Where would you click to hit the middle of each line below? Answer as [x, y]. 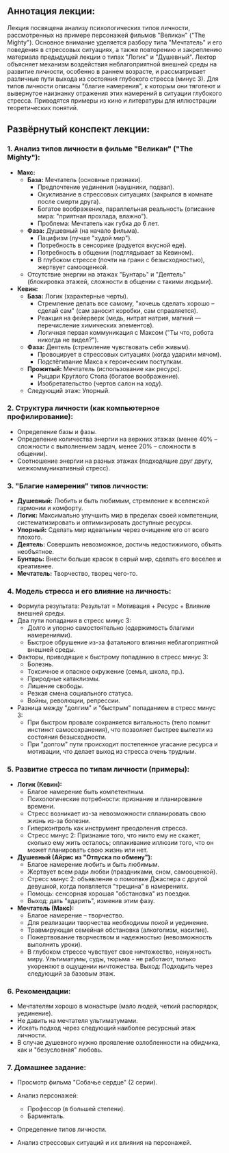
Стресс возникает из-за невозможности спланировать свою [117, 813]
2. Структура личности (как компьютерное [83, 408]
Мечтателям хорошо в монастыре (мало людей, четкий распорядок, [118, 1006]
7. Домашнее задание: [47, 1067]
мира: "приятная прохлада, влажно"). [93, 216]
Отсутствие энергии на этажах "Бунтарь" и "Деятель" [106, 274]
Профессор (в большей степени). [76, 1109]
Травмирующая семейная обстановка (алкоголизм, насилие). [118, 930]
